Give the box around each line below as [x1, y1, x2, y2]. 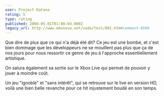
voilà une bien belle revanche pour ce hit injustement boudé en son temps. [5, 85, 158, 91]
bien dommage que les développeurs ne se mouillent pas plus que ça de [5, 45, 154, 51]
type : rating [5, 16, 32, 21]
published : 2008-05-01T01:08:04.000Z [5, 21, 83, 26]
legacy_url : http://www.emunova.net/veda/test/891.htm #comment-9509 [5, 26, 150, 31]
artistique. [5, 55, 26, 61]
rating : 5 [5, 12, 26, 17]
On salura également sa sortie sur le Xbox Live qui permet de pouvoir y [5, 65, 150, 71]
